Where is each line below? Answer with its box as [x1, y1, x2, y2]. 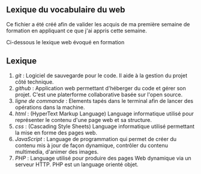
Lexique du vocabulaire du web [6, 5, 125, 15]
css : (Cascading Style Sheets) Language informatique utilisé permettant [14, 123, 195, 130]
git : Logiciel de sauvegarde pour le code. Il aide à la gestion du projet [14, 72, 188, 79]
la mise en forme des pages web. [14, 129, 98, 136]
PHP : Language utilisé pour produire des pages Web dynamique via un [14, 154, 192, 161]
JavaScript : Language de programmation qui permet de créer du [14, 135, 177, 142]
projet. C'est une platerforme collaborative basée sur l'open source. [14, 91, 183, 98]
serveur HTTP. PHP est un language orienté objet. [14, 161, 139, 168]
